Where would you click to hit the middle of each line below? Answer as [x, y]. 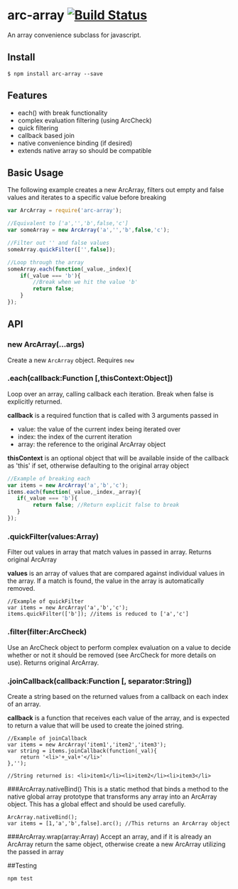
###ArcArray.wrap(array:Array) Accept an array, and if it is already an [109, 836]
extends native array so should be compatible [85, 150]
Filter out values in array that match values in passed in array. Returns [109, 552]
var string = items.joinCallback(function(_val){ [82, 751]
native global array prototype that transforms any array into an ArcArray [112, 796]
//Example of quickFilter [45, 601]
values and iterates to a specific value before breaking [87, 198]
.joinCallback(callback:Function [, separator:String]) [99, 681]
